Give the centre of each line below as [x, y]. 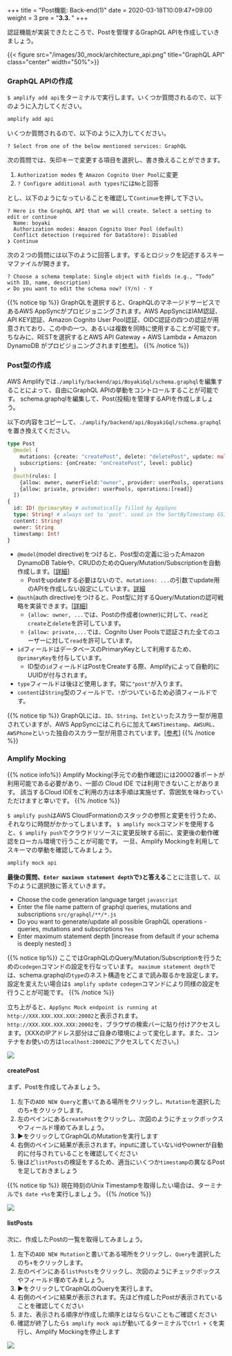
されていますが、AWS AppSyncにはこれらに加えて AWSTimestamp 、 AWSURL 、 [113, 725]
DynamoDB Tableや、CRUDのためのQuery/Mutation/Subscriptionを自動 [119, 563]
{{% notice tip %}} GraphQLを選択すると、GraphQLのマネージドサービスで [114, 303]
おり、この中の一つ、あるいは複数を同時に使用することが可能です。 [127, 328]
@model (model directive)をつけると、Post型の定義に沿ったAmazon [111, 554]
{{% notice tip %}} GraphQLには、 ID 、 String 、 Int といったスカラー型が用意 [115, 716]
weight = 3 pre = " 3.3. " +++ [48, 18]
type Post [21, 444]
